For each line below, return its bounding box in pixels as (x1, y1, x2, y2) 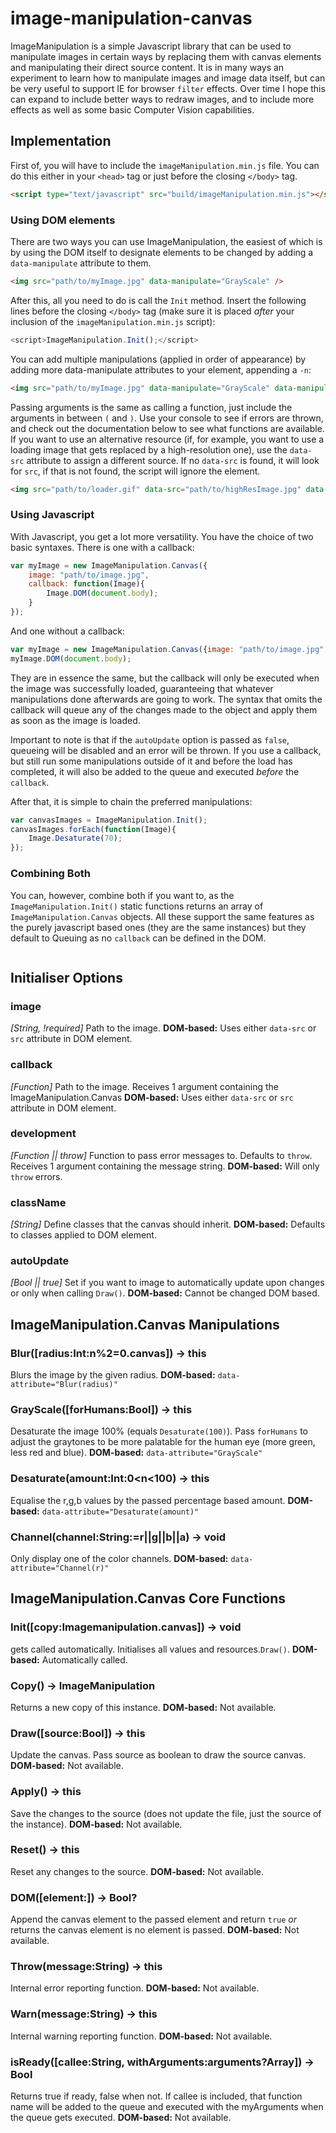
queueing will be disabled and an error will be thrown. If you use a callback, (10, 744, 322, 756)
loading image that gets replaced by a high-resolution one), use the (10, 443, 288, 456)
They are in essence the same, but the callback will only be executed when (10, 672, 320, 684)
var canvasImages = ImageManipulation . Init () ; (10, 815, 208, 825)
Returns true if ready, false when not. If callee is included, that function (10, 2090, 303, 2102)
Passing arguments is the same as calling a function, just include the (10, 401, 293, 413)
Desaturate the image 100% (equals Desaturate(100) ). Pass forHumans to (10, 1425, 309, 1437)
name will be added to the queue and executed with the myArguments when (10, 2101, 324, 2113)
